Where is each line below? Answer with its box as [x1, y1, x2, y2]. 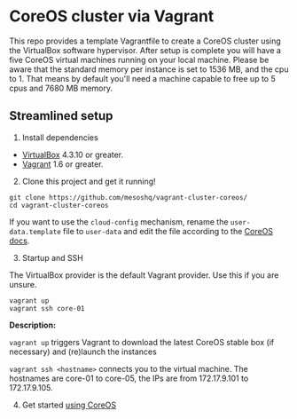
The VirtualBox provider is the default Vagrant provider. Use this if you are [9, 269, 279, 281]
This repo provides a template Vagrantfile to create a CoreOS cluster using [9, 36, 281, 46]
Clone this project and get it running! [21, 176, 157, 186]
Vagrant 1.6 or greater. [21, 158, 104, 170]
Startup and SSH [21, 252, 84, 263]
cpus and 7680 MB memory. [9, 83, 113, 93]
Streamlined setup [9, 108, 113, 123]
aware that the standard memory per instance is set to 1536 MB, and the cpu [9, 64, 289, 75]
